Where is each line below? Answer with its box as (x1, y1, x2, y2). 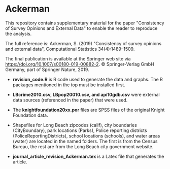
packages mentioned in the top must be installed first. (12, 82, 125, 88)
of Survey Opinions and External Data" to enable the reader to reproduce (5, 25, 158, 31)
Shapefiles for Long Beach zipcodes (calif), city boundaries (12, 122, 137, 128)
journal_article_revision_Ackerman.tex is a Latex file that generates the (12, 153, 164, 159)
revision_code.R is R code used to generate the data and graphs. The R (12, 76, 163, 82)
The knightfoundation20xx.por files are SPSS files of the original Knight (12, 107, 165, 113)
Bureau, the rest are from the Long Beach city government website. (12, 143, 154, 150)
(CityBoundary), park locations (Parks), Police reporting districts (12, 127, 147, 133)
